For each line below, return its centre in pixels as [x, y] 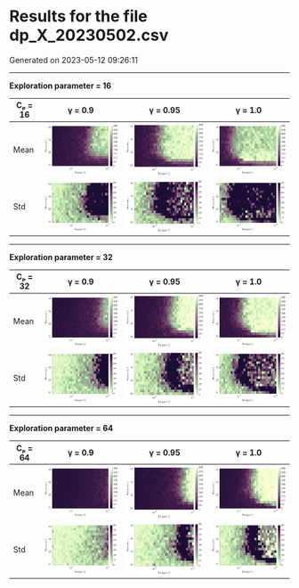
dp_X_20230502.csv [89, 35]
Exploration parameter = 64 [61, 429]
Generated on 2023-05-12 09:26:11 [73, 60]
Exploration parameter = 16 [61, 86]
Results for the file [79, 16]
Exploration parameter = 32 [61, 257]
